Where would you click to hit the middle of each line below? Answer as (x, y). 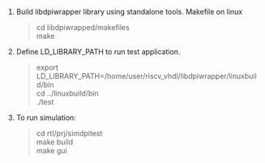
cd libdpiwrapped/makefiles (83, 27)
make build (55, 142)
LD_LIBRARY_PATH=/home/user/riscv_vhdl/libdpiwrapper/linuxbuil (146, 76)
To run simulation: (46, 118)
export (47, 67)
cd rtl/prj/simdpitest (69, 133)
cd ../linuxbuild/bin (67, 93)
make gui (51, 150)
